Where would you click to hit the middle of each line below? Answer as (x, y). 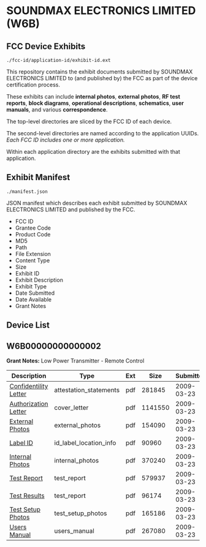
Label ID (21, 443)
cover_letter (71, 408)
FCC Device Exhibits (46, 46)
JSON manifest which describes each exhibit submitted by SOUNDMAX (97, 203)
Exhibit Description (39, 280)
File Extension (33, 254)
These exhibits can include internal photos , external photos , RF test (93, 96)
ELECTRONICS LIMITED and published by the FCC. (71, 209)
